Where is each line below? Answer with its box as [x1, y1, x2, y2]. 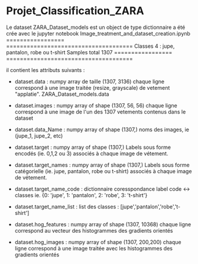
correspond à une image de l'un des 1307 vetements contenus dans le [14, 108, 186, 115]
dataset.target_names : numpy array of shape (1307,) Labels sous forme [14, 161, 190, 168]
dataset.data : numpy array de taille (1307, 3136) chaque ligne [14, 78, 164, 85]
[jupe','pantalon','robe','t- [120, 203, 181, 210]
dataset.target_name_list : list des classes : [14, 203, 119, 210]
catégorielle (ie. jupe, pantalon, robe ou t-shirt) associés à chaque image [14, 167, 192, 175]
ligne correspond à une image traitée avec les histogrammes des [14, 245, 173, 252]
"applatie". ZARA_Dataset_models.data [14, 90, 109, 97]
